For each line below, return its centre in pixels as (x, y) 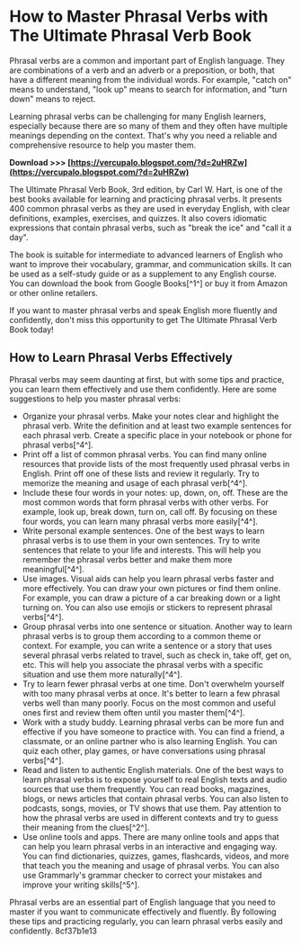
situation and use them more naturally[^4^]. (102, 674)
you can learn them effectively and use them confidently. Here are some (143, 389)
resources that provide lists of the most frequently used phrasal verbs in (156, 463)
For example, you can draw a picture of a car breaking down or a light (151, 598)
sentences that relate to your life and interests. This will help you (142, 550)
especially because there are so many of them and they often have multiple (149, 126)
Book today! (31, 329)
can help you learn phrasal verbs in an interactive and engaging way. (150, 846)
